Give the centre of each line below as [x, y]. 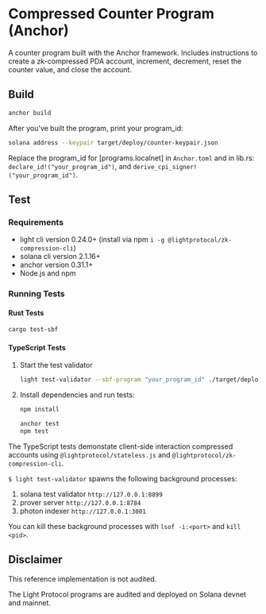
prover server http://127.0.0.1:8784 [80, 502]
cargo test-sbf [33, 330]
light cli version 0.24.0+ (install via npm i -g [92, 240]
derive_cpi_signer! [165, 167]
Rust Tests [26, 313]
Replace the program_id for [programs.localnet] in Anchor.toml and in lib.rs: [131, 158]
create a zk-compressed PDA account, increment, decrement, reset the [125, 61]
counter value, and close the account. [70, 69]
